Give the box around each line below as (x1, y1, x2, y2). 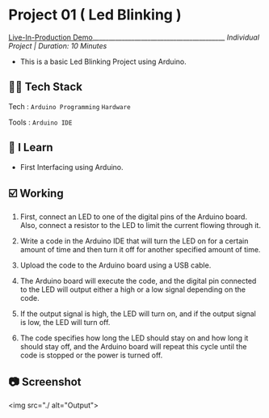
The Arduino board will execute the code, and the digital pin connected (19, 277, 257, 286)
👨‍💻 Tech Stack (8, 80, 83, 94)
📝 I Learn (8, 141, 54, 154)
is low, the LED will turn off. (19, 318, 111, 327)
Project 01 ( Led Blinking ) (8, 6, 182, 24)
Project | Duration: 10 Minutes (8, 40, 107, 50)
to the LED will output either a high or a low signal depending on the (19, 285, 246, 294)
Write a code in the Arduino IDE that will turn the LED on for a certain (19, 236, 249, 246)
